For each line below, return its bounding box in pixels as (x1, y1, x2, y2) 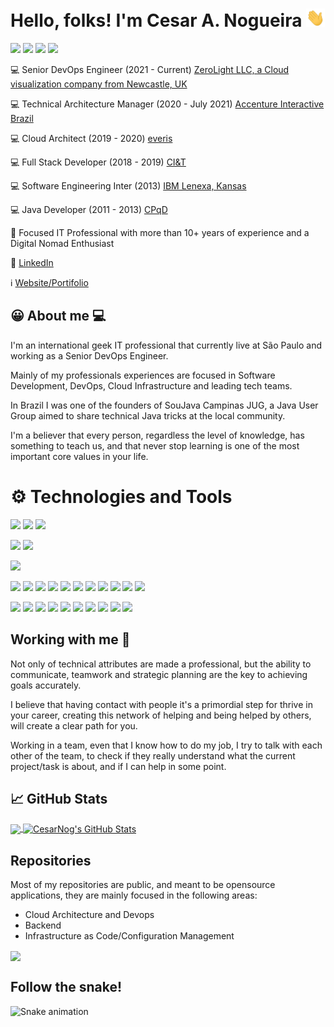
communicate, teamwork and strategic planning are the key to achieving (10, 668, 308, 680)
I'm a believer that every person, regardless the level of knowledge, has (10, 429, 305, 441)
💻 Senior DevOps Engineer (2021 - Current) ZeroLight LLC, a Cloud (10, 64, 290, 76)
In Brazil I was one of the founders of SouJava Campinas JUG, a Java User (10, 399, 319, 411)
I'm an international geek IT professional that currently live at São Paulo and (10, 339, 323, 351)
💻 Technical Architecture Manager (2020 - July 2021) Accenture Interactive (10, 98, 325, 110)
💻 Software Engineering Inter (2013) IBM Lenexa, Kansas (10, 180, 247, 192)
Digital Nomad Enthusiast (10, 238, 115, 250)
